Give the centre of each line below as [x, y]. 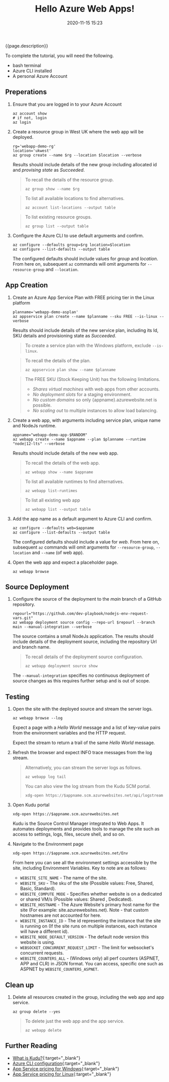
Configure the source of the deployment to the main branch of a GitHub [87, 599]
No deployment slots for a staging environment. [82, 394]
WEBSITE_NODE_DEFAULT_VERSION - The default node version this [84, 937]
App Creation [26, 285]
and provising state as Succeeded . [48, 170]
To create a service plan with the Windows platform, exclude [88, 345]
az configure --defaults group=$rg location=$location [71, 245]
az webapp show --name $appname [59, 472]
